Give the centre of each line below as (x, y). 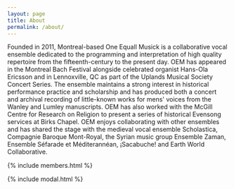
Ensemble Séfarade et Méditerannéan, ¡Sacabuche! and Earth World (106, 145)
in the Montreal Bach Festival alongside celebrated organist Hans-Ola (108, 69)
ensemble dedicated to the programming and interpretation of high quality (115, 54)
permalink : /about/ (36, 27)
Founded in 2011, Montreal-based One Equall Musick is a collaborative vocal (117, 47)
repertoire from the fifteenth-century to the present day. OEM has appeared (117, 62)
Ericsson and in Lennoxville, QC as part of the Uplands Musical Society (110, 77)
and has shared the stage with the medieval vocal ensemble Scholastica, (112, 129)
